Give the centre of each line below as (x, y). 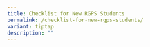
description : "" (30, 33)
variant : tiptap (30, 26)
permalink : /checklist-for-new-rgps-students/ (75, 20)
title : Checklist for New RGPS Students (66, 13)
